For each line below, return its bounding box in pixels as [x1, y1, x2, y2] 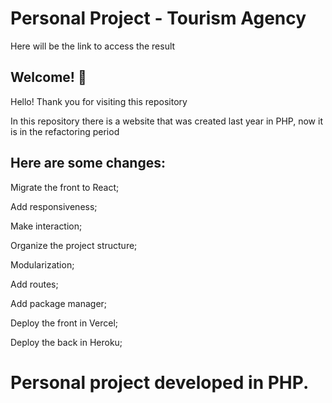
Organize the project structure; [10, 239, 138, 251]
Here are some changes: [10, 155, 166, 172]
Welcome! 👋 [10, 69, 87, 86]
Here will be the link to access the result [10, 40, 176, 52]
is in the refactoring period [10, 125, 120, 137]
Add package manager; [10, 297, 108, 309]
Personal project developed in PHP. [10, 371, 310, 394]
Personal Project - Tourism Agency [10, 7, 307, 30]
